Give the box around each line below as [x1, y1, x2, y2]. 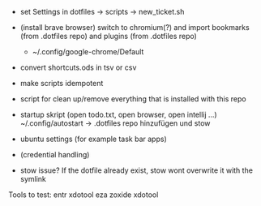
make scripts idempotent [19, 79, 104, 88]
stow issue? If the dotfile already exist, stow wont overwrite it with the [19, 165, 254, 175]
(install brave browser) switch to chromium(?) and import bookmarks [19, 23, 250, 32]
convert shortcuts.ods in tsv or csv [19, 62, 137, 72]
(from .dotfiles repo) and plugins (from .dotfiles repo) [19, 32, 197, 41]
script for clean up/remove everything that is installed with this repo [19, 94, 246, 104]
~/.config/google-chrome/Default [32, 47, 144, 56]
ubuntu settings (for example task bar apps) [19, 134, 168, 144]
